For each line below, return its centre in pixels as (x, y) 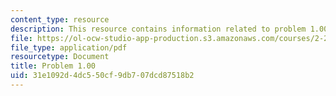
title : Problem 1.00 (53, 66)
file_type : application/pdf (69, 47)
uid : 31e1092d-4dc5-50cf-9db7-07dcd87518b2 (102, 76)
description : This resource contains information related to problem (158, 29)
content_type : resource (60, 19)
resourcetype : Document (60, 57)
